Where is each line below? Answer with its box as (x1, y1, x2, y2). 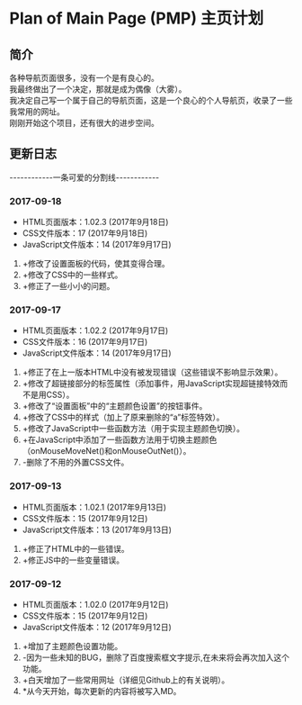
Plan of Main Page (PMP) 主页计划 (9, 8, 264, 29)
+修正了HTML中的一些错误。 (22, 543, 130, 554)
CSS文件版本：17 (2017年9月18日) (22, 228, 148, 239)
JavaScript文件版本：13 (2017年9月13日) (22, 524, 173, 535)
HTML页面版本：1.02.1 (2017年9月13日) (22, 502, 167, 512)
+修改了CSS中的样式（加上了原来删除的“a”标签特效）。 (22, 411, 225, 423)
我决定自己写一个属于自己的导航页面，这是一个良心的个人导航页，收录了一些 (9, 95, 293, 105)
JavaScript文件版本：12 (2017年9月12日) (22, 622, 173, 632)
